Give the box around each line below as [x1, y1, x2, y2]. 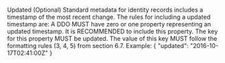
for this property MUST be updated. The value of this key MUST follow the [7, 35, 217, 43]
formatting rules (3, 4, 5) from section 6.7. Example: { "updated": [7, 42, 189, 49]
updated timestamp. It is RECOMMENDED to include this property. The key [7, 27, 218, 35]
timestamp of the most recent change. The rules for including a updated [7, 13, 211, 21]
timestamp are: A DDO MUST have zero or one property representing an [7, 20, 211, 28]
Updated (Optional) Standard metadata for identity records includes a [7, 6, 204, 14]
